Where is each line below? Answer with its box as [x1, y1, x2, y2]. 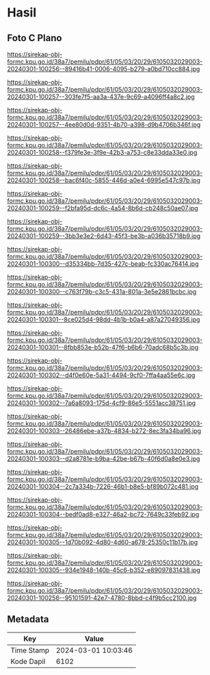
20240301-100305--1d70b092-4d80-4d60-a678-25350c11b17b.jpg [7, 538, 198, 546]
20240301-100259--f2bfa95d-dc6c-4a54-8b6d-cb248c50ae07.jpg [7, 204, 198, 212]
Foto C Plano [7, 32, 62, 44]
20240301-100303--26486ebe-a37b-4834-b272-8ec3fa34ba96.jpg [7, 427, 202, 434]
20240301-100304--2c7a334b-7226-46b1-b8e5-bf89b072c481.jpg [7, 482, 199, 491]
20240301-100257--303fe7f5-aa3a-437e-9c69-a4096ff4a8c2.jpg [7, 93, 195, 101]
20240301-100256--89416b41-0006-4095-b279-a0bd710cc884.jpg [7, 65, 200, 73]
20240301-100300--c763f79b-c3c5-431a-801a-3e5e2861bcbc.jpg [7, 288, 197, 295]
